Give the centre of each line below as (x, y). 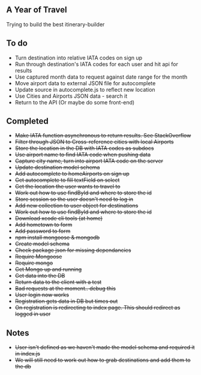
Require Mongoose (38, 257)
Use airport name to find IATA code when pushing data (83, 155)
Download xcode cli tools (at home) (59, 218)
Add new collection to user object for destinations (76, 206)
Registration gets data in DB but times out (66, 301)
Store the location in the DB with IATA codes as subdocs (84, 148)
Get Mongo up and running (48, 269)
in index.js (27, 354)
